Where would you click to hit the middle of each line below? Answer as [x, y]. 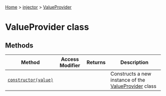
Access [70, 59]
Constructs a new [131, 74]
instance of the [128, 80]
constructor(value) [30, 80]
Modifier [70, 65]
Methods [19, 45]
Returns [96, 62]
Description [134, 62]
